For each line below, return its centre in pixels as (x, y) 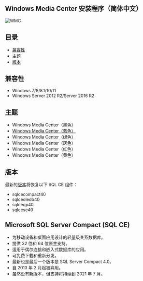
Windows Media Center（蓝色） (44, 131)
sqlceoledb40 (26, 199)
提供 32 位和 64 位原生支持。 (41, 243)
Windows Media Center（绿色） (44, 137)
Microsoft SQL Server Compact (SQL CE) (67, 225)
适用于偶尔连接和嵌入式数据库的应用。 (50, 249)
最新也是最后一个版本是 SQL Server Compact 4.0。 (63, 262)
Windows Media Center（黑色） (44, 125)
